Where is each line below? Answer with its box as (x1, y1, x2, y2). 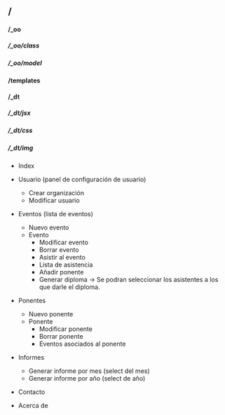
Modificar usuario (28, 196, 80, 204)
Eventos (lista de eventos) (18, 209, 94, 218)
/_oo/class (8, 41, 40, 50)
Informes (18, 353, 45, 361)
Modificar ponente (39, 325, 93, 333)
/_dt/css (8, 126, 33, 134)
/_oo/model (8, 59, 42, 67)
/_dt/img (8, 143, 34, 153)
